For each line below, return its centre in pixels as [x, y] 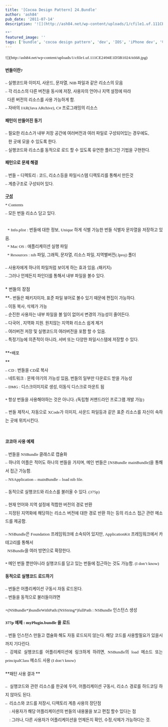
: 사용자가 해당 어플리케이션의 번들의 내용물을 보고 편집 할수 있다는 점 [73, 712]
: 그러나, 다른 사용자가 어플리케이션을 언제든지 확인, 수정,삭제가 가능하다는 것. [80, 720]
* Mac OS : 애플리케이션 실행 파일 [38, 246]
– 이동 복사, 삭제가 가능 [26, 306]
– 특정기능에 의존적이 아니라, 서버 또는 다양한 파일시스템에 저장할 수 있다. [72, 340]
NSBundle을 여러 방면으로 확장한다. [39, 551]
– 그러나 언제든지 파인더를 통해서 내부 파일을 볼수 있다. [55, 276]
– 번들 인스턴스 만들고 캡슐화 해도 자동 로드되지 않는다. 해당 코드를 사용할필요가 [78, 635]
